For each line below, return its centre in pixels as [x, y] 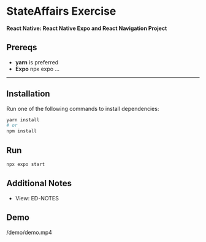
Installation [28, 94]
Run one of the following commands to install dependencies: [83, 108]
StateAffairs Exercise [61, 11]
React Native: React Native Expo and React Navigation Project [87, 28]
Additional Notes [39, 183]
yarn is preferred [37, 62]
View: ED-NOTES [37, 198]
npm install [21, 131]
